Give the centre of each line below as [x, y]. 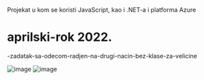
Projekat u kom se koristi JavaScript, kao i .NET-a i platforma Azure [102, 10]
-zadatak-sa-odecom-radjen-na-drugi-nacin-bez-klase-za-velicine [102, 56]
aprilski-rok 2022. [60, 37]
